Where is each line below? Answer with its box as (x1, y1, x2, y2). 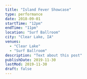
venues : (5, 39, 21, 44)
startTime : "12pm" (5, 21, 43, 26)
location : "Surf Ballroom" (5, 30, 60, 35)
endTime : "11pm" (5, 26, 38, 30)
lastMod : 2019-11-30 (5, 62, 48, 67)
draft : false (5, 67, 32, 72)
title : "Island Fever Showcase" (5, 7, 71, 12)
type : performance (5, 12, 43, 17)
